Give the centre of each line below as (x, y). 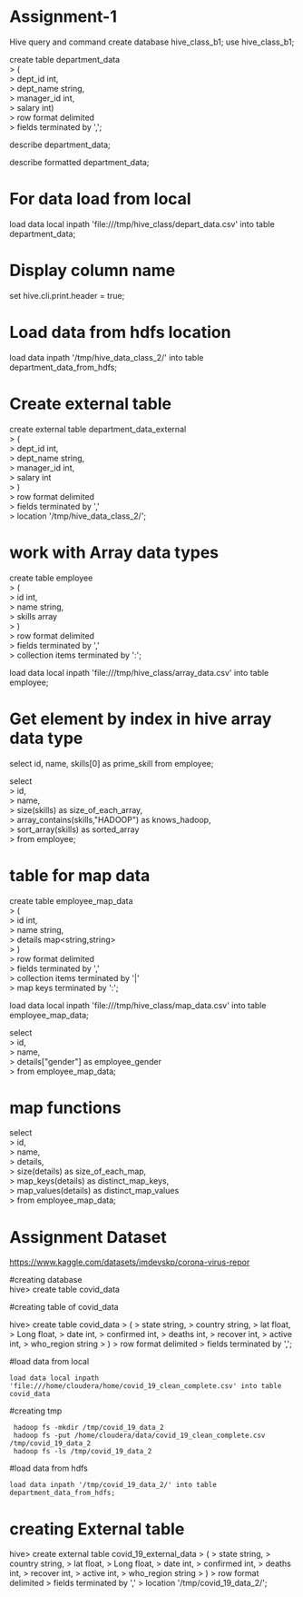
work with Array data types (114, 552)
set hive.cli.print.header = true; (67, 295)
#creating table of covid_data (64, 1307)
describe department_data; (60, 144)
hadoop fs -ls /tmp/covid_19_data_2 (83, 1452)
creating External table (97, 1529)
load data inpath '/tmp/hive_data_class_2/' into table (107, 357)
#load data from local (49, 1362)
